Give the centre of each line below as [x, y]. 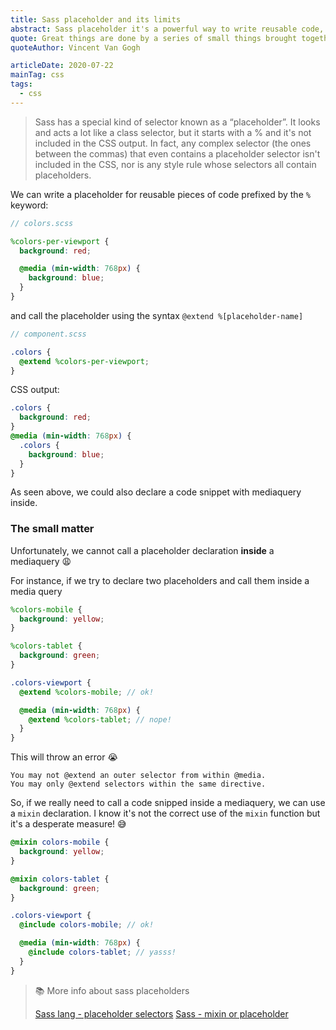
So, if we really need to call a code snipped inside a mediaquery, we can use [168, 803]
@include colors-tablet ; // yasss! [102, 952]
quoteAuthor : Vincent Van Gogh [75, 47]
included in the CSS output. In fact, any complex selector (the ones [173, 143]
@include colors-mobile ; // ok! [87, 925]
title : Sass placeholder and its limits [96, 19]
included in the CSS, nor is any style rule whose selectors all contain [175, 164]
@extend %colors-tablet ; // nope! [100, 719]
